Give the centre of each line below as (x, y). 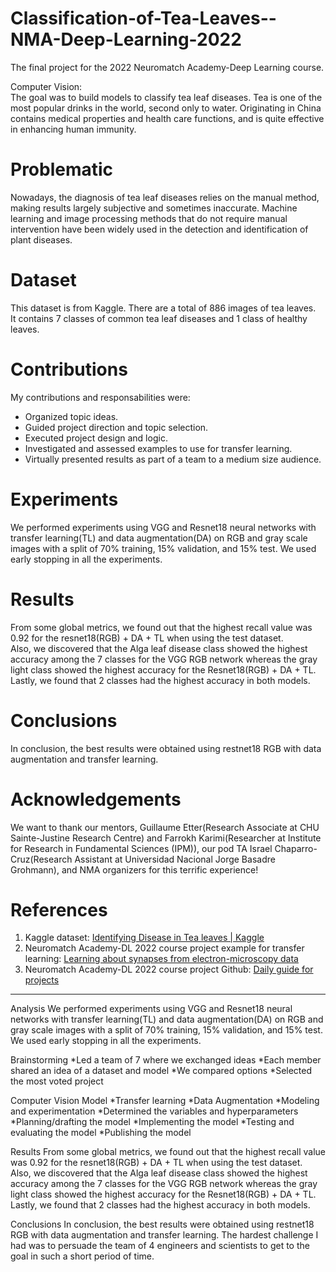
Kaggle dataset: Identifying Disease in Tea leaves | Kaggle (144, 938)
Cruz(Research (41, 859)
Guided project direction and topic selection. (116, 427)
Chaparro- (296, 848)
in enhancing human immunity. (73, 129)
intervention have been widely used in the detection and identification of (159, 229)
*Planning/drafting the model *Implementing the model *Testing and (152, 1122)
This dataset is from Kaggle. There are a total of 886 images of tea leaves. (163, 308)
